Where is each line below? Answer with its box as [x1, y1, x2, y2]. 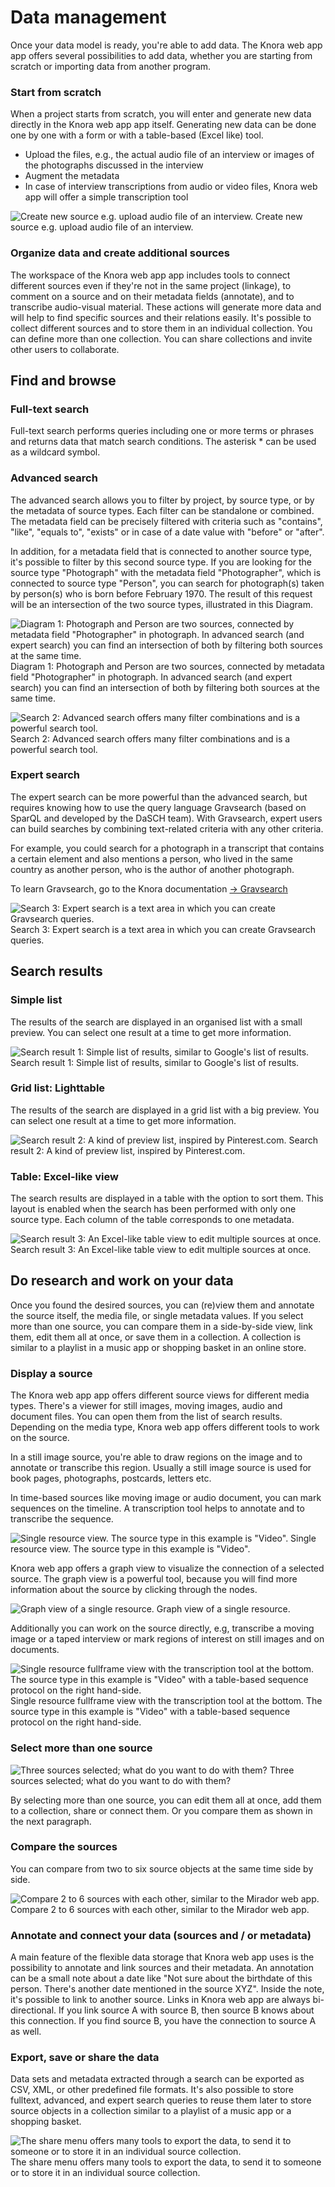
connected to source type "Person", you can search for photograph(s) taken [10, 577, 325, 589]
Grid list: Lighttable [10, 1081, 106, 1095]
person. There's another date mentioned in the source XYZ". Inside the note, [10, 1983, 325, 1995]
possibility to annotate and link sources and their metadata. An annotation [10, 1962, 314, 1974]
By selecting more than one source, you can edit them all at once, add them [10, 1794, 322, 1806]
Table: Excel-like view [10, 1169, 119, 1183]
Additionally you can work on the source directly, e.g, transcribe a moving [10, 1622, 315, 1635]
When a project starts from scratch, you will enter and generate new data [10, 108, 312, 120]
